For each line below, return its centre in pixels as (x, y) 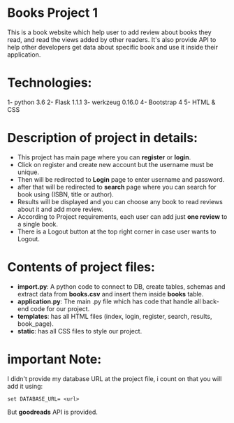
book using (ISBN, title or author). (65, 194)
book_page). (35, 324)
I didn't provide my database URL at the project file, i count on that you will (115, 378)
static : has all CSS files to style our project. (80, 331)
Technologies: (50, 83)
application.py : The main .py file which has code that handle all (109, 301)
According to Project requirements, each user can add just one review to (122, 216)
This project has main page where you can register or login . (104, 157)
